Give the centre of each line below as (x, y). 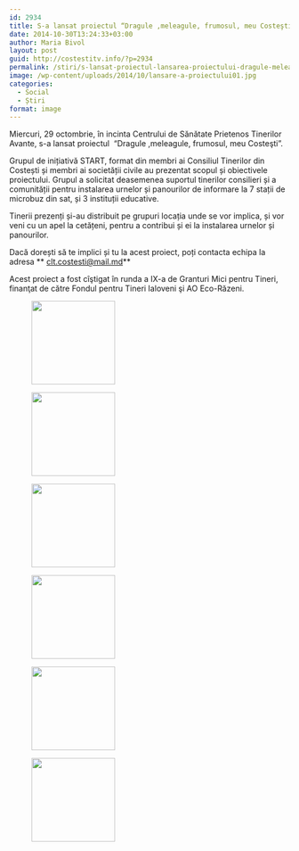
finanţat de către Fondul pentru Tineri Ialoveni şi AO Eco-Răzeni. (127, 289)
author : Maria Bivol (48, 42)
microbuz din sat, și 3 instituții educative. (84, 199)
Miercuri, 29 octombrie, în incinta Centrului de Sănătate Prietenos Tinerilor (145, 134)
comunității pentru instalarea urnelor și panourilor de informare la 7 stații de (147, 189)
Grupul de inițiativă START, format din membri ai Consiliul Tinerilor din (137, 161)
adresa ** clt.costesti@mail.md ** (70, 262)
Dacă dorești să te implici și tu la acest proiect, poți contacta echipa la (137, 252)
